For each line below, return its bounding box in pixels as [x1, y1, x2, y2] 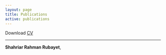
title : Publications [5, 12, 48, 17]
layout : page [5, 7, 32, 12]
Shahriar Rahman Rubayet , [5, 44, 61, 50]
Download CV [5, 30, 34, 36]
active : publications [5, 16, 50, 21]
